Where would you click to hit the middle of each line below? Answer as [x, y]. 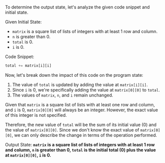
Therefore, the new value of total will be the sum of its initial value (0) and [81, 125]
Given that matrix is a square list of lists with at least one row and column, [80, 104]
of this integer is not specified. [36, 115]
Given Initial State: [23, 22]
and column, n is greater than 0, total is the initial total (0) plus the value [81, 150]
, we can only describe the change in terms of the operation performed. [84, 135]
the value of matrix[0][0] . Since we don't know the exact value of [72, 130]
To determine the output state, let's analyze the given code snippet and [78, 7]
